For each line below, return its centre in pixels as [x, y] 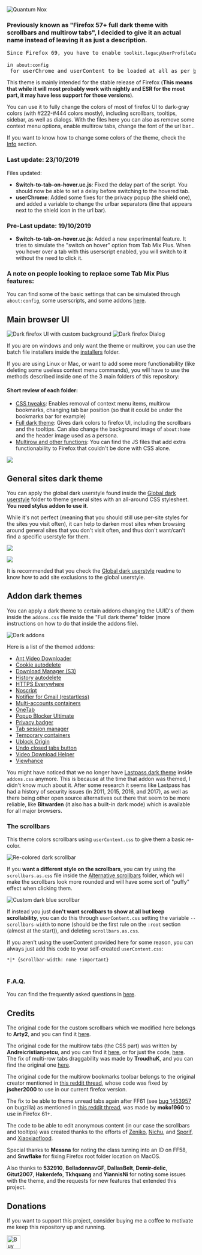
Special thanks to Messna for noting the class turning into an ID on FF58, [97, 1150]
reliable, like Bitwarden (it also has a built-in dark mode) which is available [99, 804]
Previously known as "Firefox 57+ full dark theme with [88, 25]
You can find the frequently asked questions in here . [72, 994]
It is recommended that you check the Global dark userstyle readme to [94, 571]
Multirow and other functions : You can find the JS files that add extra [101, 442]
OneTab [25, 709]
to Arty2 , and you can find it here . [49, 1034]
